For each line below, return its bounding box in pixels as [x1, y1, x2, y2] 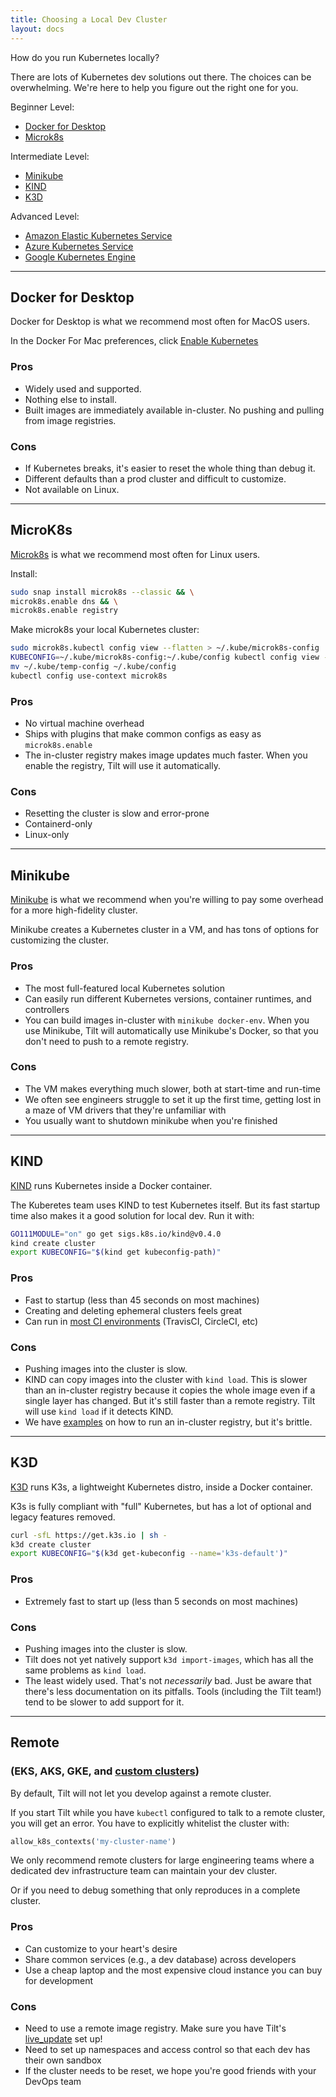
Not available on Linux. [24, 483, 120, 495]
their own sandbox [24, 2054, 102, 2066]
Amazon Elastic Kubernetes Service [24, 229, 173, 241]
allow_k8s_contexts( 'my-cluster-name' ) [10, 1836, 177, 1846]
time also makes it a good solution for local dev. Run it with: [10, 1209, 255, 1221]
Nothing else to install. [24, 393, 117, 405]
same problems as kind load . [24, 1664, 147, 1676]
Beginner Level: [10, 101, 75, 113]
